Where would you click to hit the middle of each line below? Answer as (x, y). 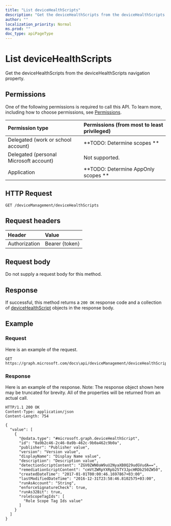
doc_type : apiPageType (29, 34)
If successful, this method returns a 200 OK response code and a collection (83, 302)
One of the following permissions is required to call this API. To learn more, (84, 107)
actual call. (17, 398)
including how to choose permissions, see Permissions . (64, 112)
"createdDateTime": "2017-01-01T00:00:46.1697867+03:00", (81, 474)
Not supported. (102, 157)
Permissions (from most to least (123, 124)
